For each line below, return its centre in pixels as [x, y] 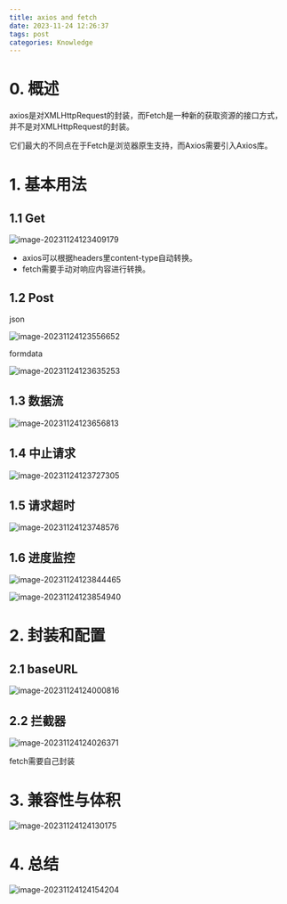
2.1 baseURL [44, 669]
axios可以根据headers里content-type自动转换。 [110, 258]
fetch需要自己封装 [42, 761]
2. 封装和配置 [57, 635]
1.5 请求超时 [42, 505]
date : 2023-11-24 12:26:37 [59, 26]
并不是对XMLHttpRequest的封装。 [72, 126]
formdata [26, 354]
